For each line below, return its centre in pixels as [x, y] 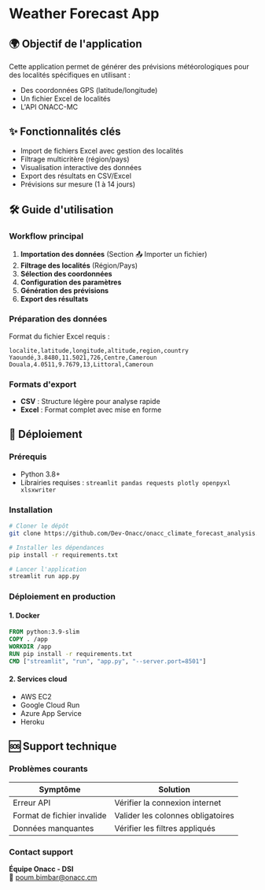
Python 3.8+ [40, 474]
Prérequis [28, 457]
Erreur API [32, 803]
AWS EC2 [36, 697]
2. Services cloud [38, 679]
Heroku [32, 722]
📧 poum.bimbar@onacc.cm [53, 877]
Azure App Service [51, 714]
